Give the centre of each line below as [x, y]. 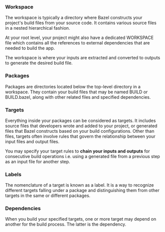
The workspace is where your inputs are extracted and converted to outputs [83, 58]
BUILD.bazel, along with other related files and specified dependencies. [78, 97]
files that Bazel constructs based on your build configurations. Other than [80, 131]
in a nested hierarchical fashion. [38, 28]
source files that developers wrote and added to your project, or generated [81, 126]
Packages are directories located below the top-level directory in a [73, 86]
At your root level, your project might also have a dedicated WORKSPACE [80, 38]
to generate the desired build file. [39, 63]
